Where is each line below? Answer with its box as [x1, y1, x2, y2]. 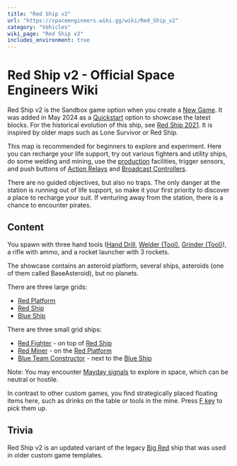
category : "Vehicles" [7, 23, 71, 30]
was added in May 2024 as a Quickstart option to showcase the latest [7, 113, 211, 122]
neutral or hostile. [7, 375, 59, 383]
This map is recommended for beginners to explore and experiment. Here [7, 142, 222, 151]
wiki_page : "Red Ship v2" [7, 30, 83, 38]
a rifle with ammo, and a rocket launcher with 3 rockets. [7, 247, 170, 256]
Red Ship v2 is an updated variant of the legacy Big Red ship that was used [7, 443, 226, 452]
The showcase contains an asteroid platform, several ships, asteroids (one [7, 261, 224, 270]
